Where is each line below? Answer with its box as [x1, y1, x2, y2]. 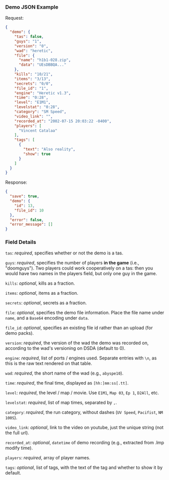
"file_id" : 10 [14, 208, 44, 213]
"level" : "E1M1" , [14, 100, 51, 105]
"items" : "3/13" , [14, 76, 51, 81]
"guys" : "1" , [14, 39, 42, 44]
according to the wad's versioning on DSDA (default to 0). [5, 345, 126, 351]
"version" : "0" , [14, 43, 49, 48]
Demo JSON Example [5, 4, 59, 11]
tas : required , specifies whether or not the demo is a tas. [5, 250, 124, 256]
